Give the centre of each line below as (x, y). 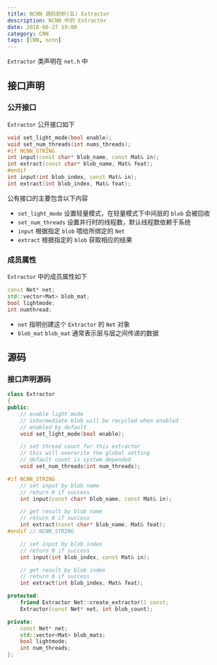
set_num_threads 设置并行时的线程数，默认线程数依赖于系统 (104, 222)
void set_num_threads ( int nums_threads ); (69, 144)
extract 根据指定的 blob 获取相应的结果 (75, 239)
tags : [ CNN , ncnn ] (34, 40)
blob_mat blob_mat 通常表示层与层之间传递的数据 (88, 332)
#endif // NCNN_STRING (41, 531)
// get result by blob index (63, 570)
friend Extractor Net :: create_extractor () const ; (95, 603)
